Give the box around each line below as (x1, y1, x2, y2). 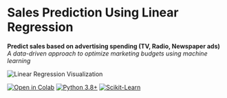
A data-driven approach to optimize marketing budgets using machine (7, 49, 208, 58)
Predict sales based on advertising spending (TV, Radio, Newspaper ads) (7, 42, 220, 50)
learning (7, 56, 31, 64)
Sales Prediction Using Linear (7, 5, 179, 21)
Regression (7, 19, 74, 35)
